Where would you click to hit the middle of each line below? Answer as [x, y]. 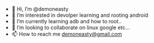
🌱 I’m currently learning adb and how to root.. [66, 21]
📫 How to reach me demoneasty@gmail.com [67, 34]
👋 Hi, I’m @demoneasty [40, 9]
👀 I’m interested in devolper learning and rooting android [80, 15]
